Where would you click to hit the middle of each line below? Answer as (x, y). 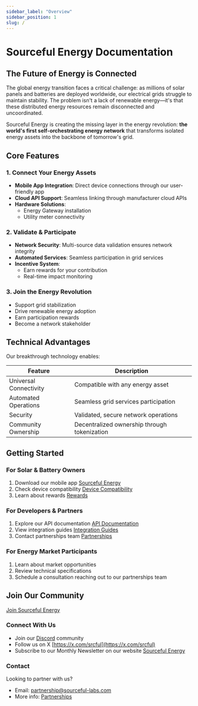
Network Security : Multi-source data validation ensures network (93, 245)
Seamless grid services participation (125, 402)
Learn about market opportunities (55, 564)
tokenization (91, 432)
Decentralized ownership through (121, 425)
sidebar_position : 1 (32, 17)
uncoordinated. (24, 113)
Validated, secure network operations (126, 415)
